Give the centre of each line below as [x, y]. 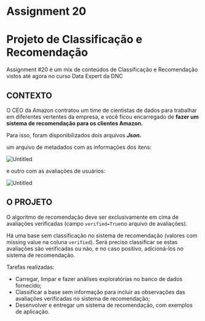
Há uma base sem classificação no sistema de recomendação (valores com [102, 236]
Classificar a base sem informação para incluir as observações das [100, 292]
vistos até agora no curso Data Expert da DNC [65, 76]
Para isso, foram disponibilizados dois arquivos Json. [74, 135]
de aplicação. [33, 311]
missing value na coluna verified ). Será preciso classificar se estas [92, 242]
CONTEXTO [29, 96]
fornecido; [28, 285]
